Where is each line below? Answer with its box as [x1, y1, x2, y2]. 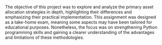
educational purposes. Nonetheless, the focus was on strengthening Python [5, 24, 158, 30]
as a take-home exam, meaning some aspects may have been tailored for [5, 19, 152, 25]
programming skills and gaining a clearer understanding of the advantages [5, 30, 155, 35]
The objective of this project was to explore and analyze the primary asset [5, 4, 154, 10]
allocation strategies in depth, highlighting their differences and [5, 9, 132, 15]
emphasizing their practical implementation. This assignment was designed [5, 14, 156, 20]
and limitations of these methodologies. [5, 34, 84, 40]
